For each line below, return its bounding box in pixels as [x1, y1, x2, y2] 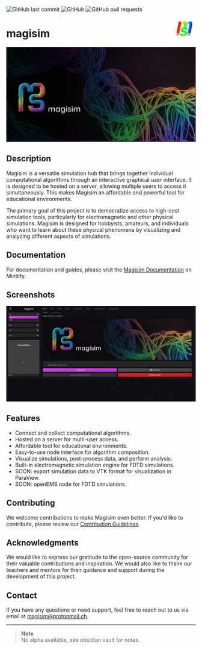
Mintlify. [6, 272, 26, 279]
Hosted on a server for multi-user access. [14, 435, 119, 442]
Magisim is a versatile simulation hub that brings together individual [6, 169, 173, 177]
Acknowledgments [6, 538, 79, 548]
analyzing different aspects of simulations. [6, 232, 111, 240]
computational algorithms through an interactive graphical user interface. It [6, 176, 192, 183]
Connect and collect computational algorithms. [14, 429, 131, 436]
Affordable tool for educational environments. [14, 442, 128, 449]
